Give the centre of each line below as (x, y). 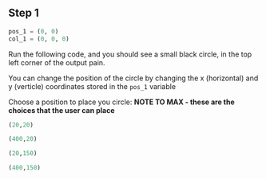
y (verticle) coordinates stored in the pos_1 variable (92, 86)
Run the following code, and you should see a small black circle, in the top (130, 54)
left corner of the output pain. (57, 62)
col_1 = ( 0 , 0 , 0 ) (39, 39)
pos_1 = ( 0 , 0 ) (34, 31)
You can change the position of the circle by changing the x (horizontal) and (133, 78)
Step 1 (24, 13)
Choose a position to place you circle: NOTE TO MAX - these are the (122, 102)
